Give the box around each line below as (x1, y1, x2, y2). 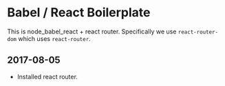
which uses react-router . (18, 34, 91, 42)
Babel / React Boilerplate (7, 5, 151, 20)
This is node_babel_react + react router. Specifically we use (7, 27, 177, 35)
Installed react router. (17, 72, 78, 81)
